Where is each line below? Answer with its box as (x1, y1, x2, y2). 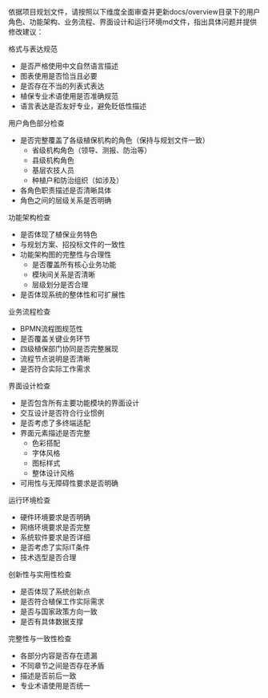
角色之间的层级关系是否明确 (19, 196, 112, 205)
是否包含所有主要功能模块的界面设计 (19, 398, 140, 408)
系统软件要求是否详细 (19, 533, 90, 542)
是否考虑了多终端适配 (19, 418, 90, 428)
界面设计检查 (8, 381, 50, 391)
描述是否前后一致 (19, 671, 77, 680)
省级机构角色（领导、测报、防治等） (31, 145, 152, 155)
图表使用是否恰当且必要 (19, 71, 98, 80)
